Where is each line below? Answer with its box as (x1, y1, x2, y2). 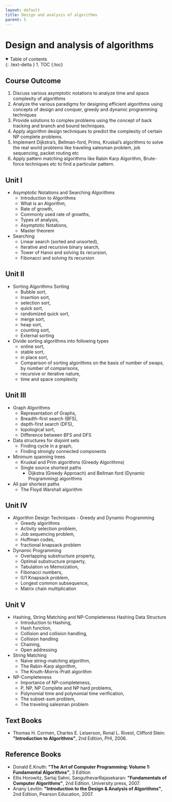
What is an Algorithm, (20, 200, 66, 206)
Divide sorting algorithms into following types (12, 338, 109, 344)
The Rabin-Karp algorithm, (20, 663, 77, 670)
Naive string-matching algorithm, (20, 658, 91, 664)
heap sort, (20, 321, 43, 327)
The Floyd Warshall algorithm (20, 486, 83, 493)
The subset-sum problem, (20, 696, 75, 702)
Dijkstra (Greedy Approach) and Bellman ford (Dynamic (28, 470, 145, 476)
